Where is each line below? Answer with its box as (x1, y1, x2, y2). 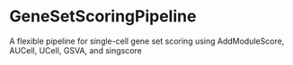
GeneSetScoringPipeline (9, 6, 197, 27)
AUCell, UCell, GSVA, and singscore (9, 45, 142, 55)
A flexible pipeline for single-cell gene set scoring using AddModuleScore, (9, 36, 285, 46)
